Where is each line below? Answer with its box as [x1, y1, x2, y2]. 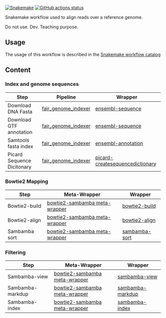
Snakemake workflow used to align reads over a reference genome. [5, 14, 143, 20]
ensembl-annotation [95, 139, 143, 146]
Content [5, 66, 31, 74]
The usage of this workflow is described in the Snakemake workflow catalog [5, 51, 161, 57]
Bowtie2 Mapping [5, 178, 48, 185]
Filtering [5, 249, 26, 255]
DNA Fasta [7, 108, 33, 115]
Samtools [7, 136, 30, 143]
